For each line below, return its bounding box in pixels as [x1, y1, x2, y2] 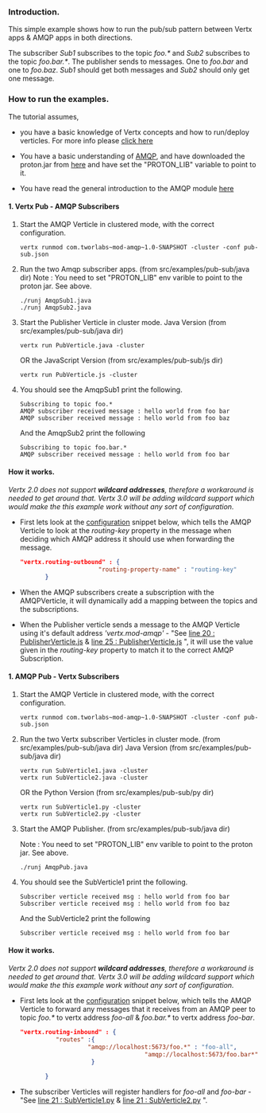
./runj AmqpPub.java [19, 863, 88, 871]
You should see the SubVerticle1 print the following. [19, 877, 188, 887]
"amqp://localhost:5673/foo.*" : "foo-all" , [87, 1043, 237, 1051]
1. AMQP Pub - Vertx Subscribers [8, 672, 120, 681]
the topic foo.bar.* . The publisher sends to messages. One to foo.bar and [8, 57, 249, 66]
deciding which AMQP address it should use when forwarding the [19, 535, 235, 543]
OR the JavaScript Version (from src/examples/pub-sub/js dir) [19, 355, 224, 365]
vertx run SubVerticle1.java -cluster [19, 766, 148, 774]
